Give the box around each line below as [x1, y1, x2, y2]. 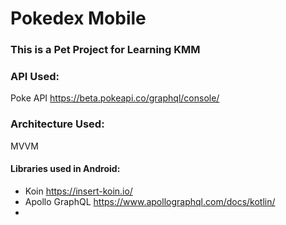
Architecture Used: [10, 117, 105, 131]
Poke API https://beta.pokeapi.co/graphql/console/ [10, 92, 220, 104]
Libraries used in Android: [10, 163, 121, 175]
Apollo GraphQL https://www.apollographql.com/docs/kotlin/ [24, 195, 276, 207]
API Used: [10, 70, 60, 84]
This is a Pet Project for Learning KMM [10, 43, 201, 57]
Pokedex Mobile [10, 7, 147, 30]
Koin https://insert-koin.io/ [24, 185, 133, 197]
